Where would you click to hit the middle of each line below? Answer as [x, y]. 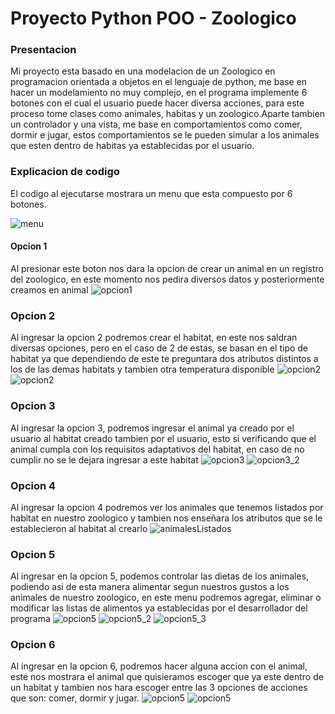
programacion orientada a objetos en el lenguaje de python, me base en [159, 82]
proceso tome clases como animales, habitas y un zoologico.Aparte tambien [167, 114]
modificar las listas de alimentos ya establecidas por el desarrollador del [159, 608]
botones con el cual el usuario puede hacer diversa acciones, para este [157, 103]
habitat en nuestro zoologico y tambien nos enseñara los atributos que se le [166, 518]
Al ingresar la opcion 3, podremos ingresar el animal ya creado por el [152, 428]
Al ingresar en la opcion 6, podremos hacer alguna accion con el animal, [159, 666]
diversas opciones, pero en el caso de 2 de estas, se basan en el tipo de [159, 348]
